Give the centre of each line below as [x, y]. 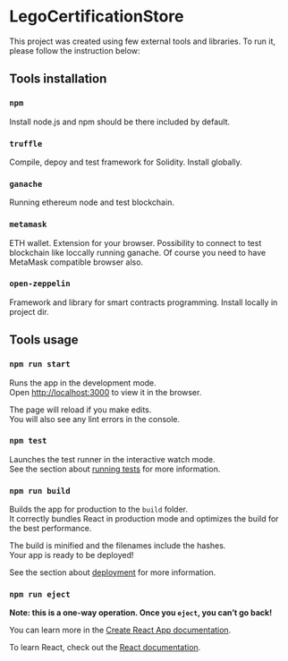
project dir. [29, 311]
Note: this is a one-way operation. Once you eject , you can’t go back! [141, 613]
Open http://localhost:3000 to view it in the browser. [106, 392]
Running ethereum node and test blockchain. [92, 202]
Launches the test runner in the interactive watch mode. [113, 459]
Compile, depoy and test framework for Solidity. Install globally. [126, 162]
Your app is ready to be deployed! [72, 555]
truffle [26, 144]
